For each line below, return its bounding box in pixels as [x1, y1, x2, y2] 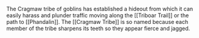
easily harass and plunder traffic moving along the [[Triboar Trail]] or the [6, 12, 189, 19]
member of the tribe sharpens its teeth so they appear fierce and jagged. [6, 25, 190, 32]
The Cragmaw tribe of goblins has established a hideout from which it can [6, 6, 193, 12]
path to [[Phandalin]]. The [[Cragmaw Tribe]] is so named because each [6, 18, 189, 25]
